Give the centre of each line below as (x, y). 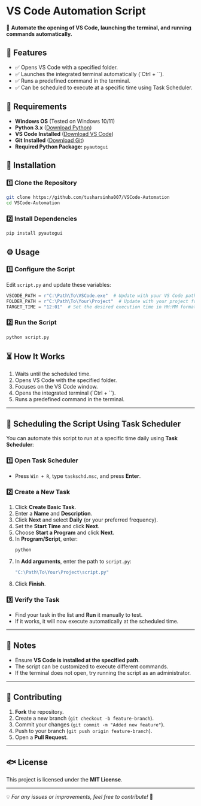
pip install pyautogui (34, 234)
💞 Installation (31, 165)
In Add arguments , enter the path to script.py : (73, 561)
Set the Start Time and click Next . (57, 526)
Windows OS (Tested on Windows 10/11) (65, 121)
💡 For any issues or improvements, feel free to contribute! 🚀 (80, 797)
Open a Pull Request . (41, 737)
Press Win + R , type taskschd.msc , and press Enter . (78, 476)
